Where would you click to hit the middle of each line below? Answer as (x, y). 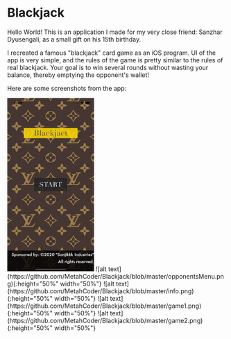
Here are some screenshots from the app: (67, 88)
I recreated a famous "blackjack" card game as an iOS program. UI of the (112, 53)
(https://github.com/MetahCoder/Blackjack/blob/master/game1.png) (104, 306)
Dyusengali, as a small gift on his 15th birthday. (74, 39)
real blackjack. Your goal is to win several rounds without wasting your (108, 67)
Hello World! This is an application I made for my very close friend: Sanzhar (115, 32)
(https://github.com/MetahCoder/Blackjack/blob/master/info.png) (101, 291)
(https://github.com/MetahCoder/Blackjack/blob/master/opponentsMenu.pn (115, 276)
